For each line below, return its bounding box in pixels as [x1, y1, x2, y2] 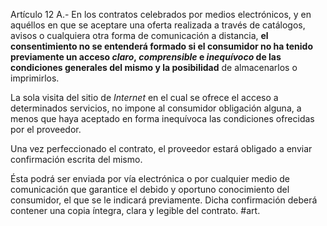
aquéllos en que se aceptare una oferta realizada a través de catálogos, [10, 19, 306, 31]
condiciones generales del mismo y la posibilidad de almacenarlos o [10, 62, 298, 73]
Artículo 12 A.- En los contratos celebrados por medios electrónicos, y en [10, 9, 312, 20]
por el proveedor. [10, 124, 82, 135]
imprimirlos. [10, 72, 60, 84]
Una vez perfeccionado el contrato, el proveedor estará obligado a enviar [10, 143, 313, 154]
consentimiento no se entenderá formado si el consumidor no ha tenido [10, 40, 314, 52]
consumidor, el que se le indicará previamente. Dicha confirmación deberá [10, 194, 318, 206]
